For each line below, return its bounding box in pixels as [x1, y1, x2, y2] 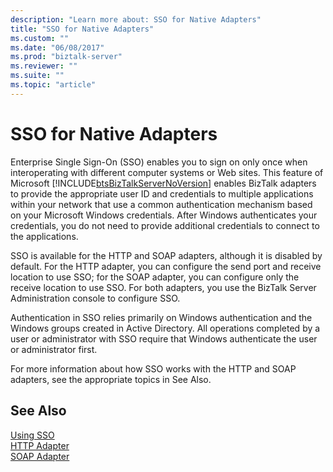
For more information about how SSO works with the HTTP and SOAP [10, 362, 297, 375]
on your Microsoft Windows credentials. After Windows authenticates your [10, 209, 318, 221]
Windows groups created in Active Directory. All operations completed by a [10, 322, 321, 334]
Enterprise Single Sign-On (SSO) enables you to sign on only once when [10, 156, 308, 168]
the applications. [10, 230, 79, 242]
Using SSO [10, 429, 55, 441]
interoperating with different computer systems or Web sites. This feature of [10, 166, 324, 178]
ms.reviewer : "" [10, 61, 78, 71]
